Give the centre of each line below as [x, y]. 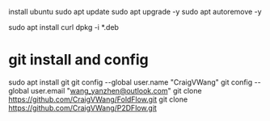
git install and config [79, 60]
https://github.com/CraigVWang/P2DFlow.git [83, 107]
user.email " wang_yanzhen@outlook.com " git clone [116, 90]
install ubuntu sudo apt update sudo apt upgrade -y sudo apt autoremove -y [135, 12]
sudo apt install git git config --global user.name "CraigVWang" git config [131, 82]
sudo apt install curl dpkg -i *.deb [64, 27]
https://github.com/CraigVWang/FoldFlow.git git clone [98, 99]
